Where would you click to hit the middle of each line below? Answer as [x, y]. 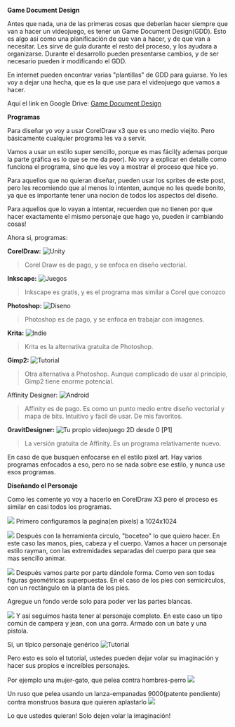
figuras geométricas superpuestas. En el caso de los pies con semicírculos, [116, 580]
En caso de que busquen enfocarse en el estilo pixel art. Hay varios [105, 457]
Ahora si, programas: [38, 238]
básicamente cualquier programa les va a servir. [77, 138]
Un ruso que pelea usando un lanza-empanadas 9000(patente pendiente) [114, 694]
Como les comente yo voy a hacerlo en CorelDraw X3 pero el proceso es [113, 499]
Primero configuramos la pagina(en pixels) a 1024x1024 [96, 521]
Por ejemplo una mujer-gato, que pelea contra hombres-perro [97, 680]
